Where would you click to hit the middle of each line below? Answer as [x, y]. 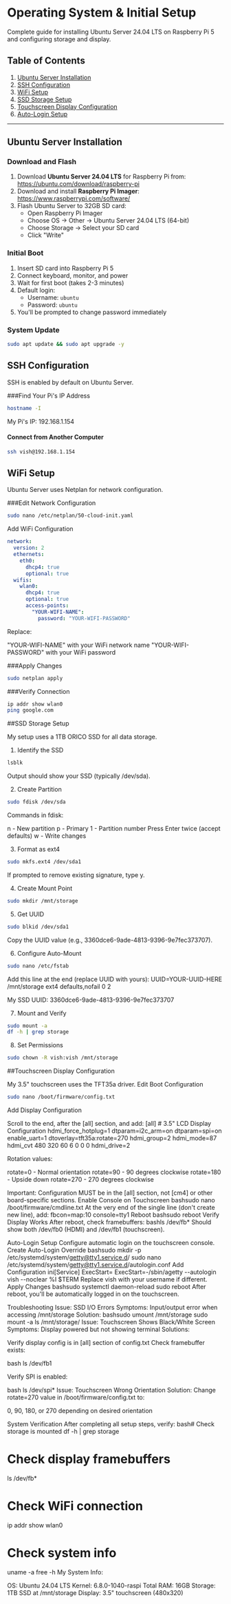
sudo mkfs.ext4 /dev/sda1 [44, 862]
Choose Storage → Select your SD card [83, 228]
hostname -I [24, 408]
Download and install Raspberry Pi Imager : [78, 192]
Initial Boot [25, 253]
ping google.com [30, 710]
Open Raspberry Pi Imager [65, 213]
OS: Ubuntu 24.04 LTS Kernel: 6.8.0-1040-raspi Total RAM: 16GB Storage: [111, 1585]
